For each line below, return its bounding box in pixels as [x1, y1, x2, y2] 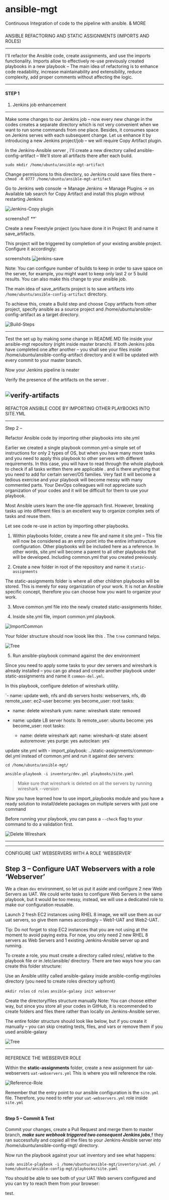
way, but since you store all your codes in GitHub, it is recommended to [5, 1003, 153, 1009]
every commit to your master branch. [5, 357, 82, 363]
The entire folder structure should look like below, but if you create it [5, 1018, 147, 1024]
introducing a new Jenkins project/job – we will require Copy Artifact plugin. [5, 137, 162, 143]
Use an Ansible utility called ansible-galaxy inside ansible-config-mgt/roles [5, 973, 161, 979]
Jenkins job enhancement [12, 102, 66, 108]
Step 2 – [5, 425, 23, 431]
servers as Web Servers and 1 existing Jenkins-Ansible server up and [5, 937, 149, 943]
